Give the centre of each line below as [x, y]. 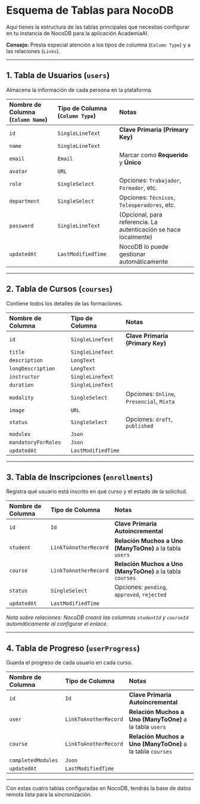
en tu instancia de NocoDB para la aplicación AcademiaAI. [77, 33]
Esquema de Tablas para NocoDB [90, 10]
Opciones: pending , [141, 587]
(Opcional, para [140, 214]
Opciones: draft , [149, 419]
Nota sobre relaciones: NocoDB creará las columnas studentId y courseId [97, 617]
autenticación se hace [150, 229]
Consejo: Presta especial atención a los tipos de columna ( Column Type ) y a [99, 45]
